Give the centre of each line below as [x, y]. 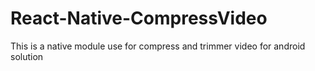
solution [27, 56]
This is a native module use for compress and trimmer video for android [158, 46]
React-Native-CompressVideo [139, 18]
